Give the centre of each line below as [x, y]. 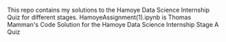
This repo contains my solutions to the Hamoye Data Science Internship [109, 10]
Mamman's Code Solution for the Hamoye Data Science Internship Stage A [113, 24]
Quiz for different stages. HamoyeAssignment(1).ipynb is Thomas [99, 17]
